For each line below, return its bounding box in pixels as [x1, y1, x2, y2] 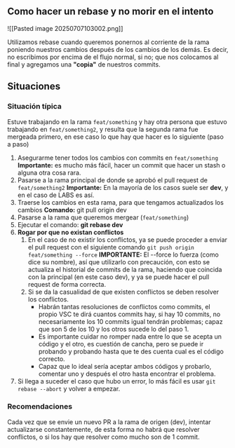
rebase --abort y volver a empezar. [17, 384, 121, 393]
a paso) [7, 140, 29, 148]
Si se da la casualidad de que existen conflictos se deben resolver [27, 287, 220, 296]
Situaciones [7, 81, 61, 93]
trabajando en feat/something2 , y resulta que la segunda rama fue [7, 125, 199, 133]
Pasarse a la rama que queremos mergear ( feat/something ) [17, 213, 189, 222]
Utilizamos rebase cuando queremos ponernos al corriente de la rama [7, 38, 210, 46]
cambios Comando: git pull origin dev [17, 205, 128, 214]
